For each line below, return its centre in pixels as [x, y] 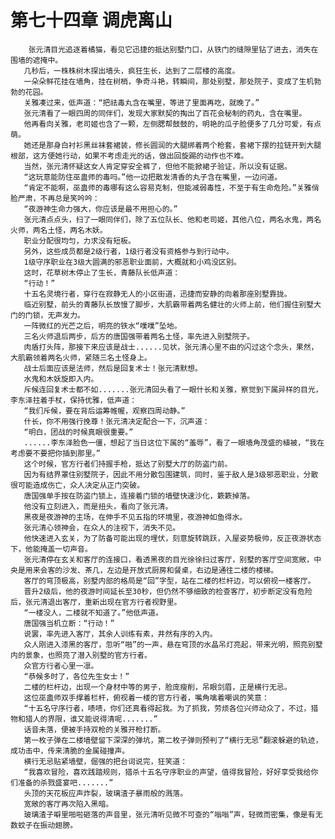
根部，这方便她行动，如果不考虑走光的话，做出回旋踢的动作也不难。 [129, 156]
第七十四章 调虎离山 [91, 20]
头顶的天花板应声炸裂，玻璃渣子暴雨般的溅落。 [105, 793]
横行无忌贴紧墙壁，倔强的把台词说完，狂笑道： [105, 761]
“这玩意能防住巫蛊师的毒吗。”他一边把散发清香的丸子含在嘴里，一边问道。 [153, 177]
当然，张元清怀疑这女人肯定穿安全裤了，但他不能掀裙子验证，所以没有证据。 [157, 166]
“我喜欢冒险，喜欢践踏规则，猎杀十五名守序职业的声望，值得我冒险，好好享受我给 [167, 772]
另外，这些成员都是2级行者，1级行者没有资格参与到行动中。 [128, 251]
